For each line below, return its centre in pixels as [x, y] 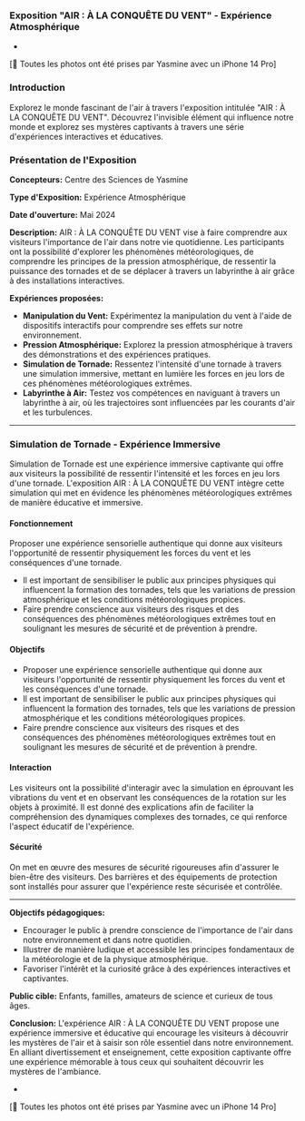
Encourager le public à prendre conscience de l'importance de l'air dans [157, 930]
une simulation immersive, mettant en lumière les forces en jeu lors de [153, 373]
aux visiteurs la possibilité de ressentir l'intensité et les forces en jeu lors [145, 474]
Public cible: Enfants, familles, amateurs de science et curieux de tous [142, 996]
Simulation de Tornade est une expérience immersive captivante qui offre [147, 464]
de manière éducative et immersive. [76, 503]
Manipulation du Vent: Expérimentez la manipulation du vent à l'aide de [157, 315]
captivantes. [46, 978]
